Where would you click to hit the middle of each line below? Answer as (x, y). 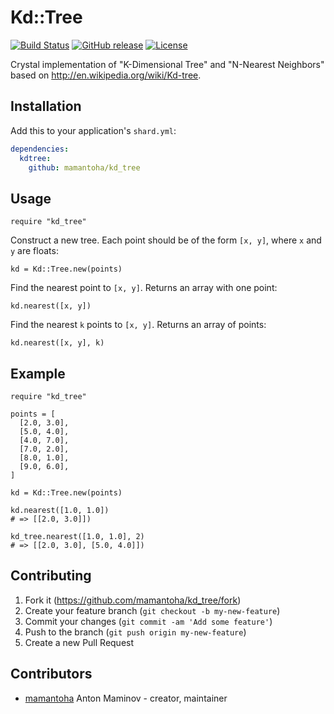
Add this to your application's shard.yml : (93, 130)
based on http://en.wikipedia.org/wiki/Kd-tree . (106, 75)
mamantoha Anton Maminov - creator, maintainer (126, 698)
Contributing (51, 576)
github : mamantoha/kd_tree (84, 167)
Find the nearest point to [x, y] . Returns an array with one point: (144, 288)
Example (38, 373)
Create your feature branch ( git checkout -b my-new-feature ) (152, 610)
